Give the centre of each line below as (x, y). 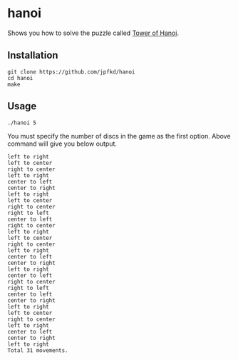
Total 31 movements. (38, 350)
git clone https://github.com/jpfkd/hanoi (71, 72)
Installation (33, 55)
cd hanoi (20, 78)
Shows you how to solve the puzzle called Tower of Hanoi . (93, 33)
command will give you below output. (62, 144)
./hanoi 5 (22, 123)
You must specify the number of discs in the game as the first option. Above (119, 136)
